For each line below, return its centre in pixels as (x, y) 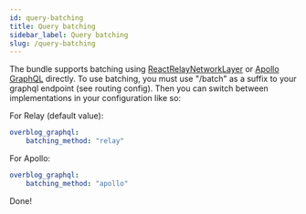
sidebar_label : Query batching (69, 35)
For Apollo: (30, 158)
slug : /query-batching (53, 43)
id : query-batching (47, 18)
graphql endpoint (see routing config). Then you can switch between (139, 88)
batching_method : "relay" (75, 141)
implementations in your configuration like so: (95, 98)
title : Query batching (53, 26)
